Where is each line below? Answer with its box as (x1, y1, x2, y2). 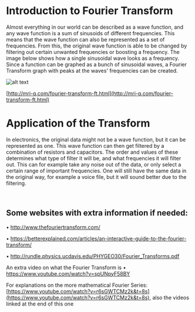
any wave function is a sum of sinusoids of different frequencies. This (6, 29, 175, 36)
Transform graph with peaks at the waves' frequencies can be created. (6, 67, 178, 74)
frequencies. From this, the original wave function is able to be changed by (6, 42, 187, 49)
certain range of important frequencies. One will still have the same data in (6, 167, 187, 174)
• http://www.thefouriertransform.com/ (6, 223, 101, 230)
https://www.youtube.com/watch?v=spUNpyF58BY (6, 270, 130, 277)
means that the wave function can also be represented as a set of (6, 36, 165, 43)
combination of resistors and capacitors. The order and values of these (6, 148, 179, 155)
